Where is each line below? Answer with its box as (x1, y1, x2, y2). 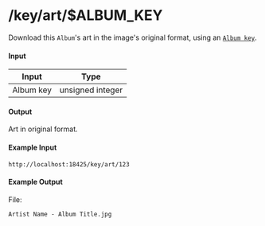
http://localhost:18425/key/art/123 (8, 160, 130, 169)
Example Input (8, 142, 57, 152)
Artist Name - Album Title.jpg (8, 210, 112, 218)
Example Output (8, 177, 64, 187)
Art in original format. (8, 124, 78, 134)
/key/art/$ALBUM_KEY (8, 6, 163, 25)
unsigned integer (59, 84, 123, 95)
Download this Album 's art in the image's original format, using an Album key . (8, 33, 257, 42)
